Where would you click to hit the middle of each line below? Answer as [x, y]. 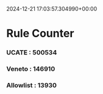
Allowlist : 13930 [31, 85]
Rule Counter [40, 34]
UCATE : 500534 [32, 52]
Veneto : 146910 [31, 69]
